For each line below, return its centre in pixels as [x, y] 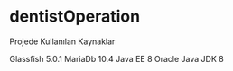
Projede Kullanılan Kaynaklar [62, 41]
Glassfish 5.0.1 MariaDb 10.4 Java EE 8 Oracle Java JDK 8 [116, 58]
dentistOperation [75, 17]
